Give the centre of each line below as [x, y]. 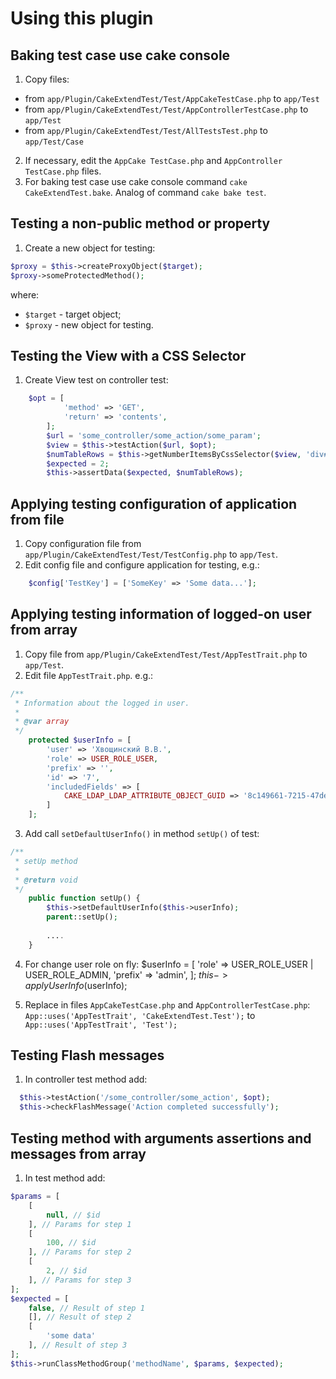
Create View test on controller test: [96, 380]
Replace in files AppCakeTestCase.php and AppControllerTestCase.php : [167, 1004]
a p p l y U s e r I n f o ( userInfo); [76, 985]
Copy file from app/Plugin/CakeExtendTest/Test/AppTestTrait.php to [166, 654]
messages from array [78, 1153]
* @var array [42, 722]
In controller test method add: [86, 1079]
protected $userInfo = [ [80, 740]
